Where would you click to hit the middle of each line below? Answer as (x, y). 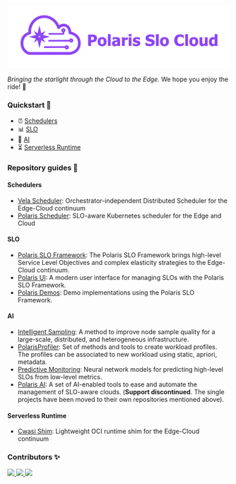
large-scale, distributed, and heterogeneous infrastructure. (103, 340)
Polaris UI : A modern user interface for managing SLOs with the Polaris (121, 277)
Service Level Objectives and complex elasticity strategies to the (112, 262)
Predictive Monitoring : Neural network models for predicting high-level (120, 370)
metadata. (32, 362)
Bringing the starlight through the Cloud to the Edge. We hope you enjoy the (118, 79)
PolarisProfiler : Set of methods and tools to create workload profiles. (117, 347)
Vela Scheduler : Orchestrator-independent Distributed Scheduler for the (123, 201)
